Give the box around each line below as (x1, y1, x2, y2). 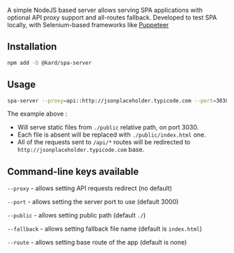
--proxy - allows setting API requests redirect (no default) (7, 184, 173, 192)
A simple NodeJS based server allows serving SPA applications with (7, 6, 203, 14)
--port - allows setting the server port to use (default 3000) (7, 198, 179, 206)
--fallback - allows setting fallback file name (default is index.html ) (7, 224, 203, 233)
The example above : (7, 109, 68, 118)
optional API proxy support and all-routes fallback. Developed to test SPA (7, 13, 217, 22)
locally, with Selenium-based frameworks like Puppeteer (7, 21, 169, 29)
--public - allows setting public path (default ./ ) (7, 211, 146, 220)
